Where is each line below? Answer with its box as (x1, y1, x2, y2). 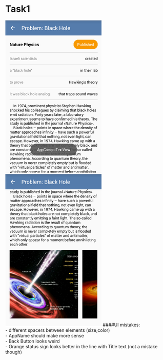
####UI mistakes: (102, 322, 140, 328)
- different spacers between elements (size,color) (5, 327, 110, 333)
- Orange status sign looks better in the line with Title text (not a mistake (5, 343, 158, 349)
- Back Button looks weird (5, 338, 60, 344)
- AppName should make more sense (5, 332, 84, 338)
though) (5, 349, 22, 355)
